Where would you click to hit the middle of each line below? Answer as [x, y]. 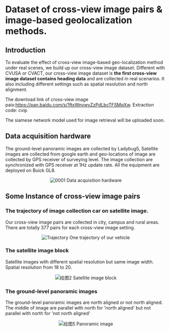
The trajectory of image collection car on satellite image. [77, 211]
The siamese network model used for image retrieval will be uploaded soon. [85, 120]
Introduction [26, 50]
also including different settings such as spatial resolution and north [77, 84]
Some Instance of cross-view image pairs [73, 196]
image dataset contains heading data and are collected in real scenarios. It [85, 79]
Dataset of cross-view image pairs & [84, 9]
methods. [26, 31]
